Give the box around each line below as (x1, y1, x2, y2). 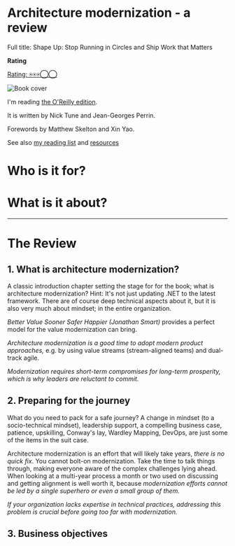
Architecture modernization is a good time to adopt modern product (7, 339, 204, 347)
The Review (7, 236, 77, 251)
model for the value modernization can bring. (7, 325, 138, 334)
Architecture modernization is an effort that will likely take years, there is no (7, 449, 225, 458)
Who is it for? (7, 163, 86, 179)
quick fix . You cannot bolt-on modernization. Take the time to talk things (7, 456, 215, 465)
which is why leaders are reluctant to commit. (7, 374, 139, 383)
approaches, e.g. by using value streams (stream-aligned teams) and (7, 346, 207, 355)
